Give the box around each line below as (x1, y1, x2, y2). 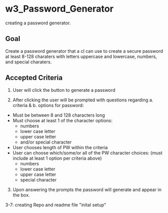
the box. (12, 192, 30, 198)
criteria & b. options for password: (12, 102, 84, 108)
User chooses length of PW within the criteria (12, 144, 108, 150)
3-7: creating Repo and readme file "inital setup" (5, 201, 107, 208)
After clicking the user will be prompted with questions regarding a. (12, 97, 154, 103)
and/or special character (20, 139, 72, 145)
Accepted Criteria (5, 74, 63, 82)
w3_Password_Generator (5, 3, 114, 15)
